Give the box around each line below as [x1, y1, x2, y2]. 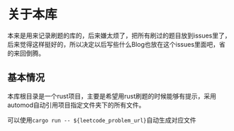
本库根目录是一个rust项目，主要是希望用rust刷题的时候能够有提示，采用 [7, 91, 217, 100]
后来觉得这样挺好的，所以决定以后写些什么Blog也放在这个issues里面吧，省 [7, 40, 225, 48]
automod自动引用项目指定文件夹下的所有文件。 [7, 101, 145, 109]
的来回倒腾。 [7, 49, 45, 57]
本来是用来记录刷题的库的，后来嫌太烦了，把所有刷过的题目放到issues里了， [7, 31, 231, 40]
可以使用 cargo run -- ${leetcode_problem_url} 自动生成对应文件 [7, 115, 196, 124]
